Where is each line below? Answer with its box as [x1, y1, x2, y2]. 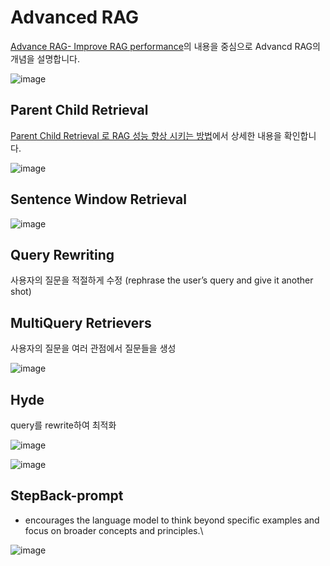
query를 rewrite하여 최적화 [10, 419, 117, 431]
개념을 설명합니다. [10, 52, 81, 65]
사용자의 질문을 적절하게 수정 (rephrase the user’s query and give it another [10, 274, 314, 286]
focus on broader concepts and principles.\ [24, 524, 204, 536]
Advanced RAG [10, 6, 139, 29]
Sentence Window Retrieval [10, 191, 187, 208]
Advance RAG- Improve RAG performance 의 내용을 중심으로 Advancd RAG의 [10, 40, 321, 52]
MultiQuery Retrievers [10, 314, 152, 331]
